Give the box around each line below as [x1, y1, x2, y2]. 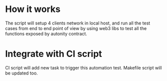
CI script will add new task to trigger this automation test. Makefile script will [5, 64, 162, 70]
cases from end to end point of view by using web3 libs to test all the [5, 25, 147, 31]
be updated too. [5, 70, 38, 76]
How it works [5, 3, 61, 15]
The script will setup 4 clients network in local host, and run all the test [5, 20, 151, 26]
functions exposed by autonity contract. [5, 30, 87, 36]
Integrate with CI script [5, 48, 102, 59]
